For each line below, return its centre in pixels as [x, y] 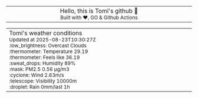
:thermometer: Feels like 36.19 [44, 58]
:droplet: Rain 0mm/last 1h [39, 87]
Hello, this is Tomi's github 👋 [99, 11]
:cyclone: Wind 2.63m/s [37, 75]
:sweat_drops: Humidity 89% [42, 63]
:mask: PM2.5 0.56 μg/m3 [39, 69]
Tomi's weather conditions [46, 33]
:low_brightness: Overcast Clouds [48, 46]
